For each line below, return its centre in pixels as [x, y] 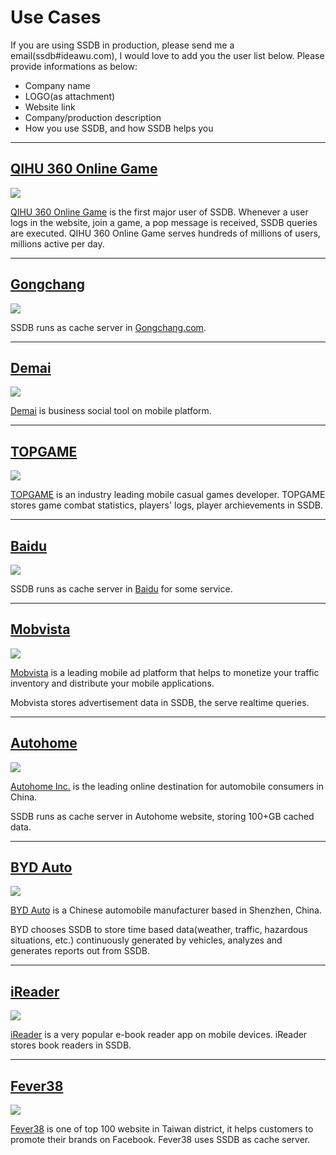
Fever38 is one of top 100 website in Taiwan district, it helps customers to [162, 1129]
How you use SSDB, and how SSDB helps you [119, 128]
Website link [50, 107]
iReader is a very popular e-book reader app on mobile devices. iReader [159, 1035]
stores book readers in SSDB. [71, 1045]
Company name [57, 85]
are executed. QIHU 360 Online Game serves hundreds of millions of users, [165, 233]
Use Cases [56, 17]
